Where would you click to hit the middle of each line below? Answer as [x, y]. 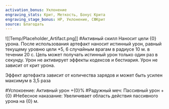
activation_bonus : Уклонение [36, 10]
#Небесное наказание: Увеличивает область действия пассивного [86, 96]
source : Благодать [25, 24]
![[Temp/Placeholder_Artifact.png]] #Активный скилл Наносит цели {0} [81, 39]
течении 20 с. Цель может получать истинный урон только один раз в [82, 55]
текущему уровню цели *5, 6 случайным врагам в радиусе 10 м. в [78, 49]
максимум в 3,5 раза [28, 81]
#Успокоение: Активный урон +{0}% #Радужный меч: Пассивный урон [82, 90]
